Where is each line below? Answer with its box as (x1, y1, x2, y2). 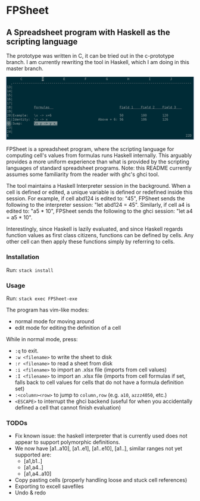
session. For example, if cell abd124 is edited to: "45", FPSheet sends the (6, 195, 185, 202)
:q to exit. (14, 347, 39, 354)
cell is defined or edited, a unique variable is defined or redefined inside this (6, 188, 193, 196)
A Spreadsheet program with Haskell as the (6, 27, 171, 37)
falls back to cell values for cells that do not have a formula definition (14, 379, 184, 386)
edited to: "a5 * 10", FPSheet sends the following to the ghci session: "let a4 (6, 207, 193, 215)
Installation (6, 253, 40, 261)
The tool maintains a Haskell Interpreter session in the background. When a (6, 182, 190, 190)
